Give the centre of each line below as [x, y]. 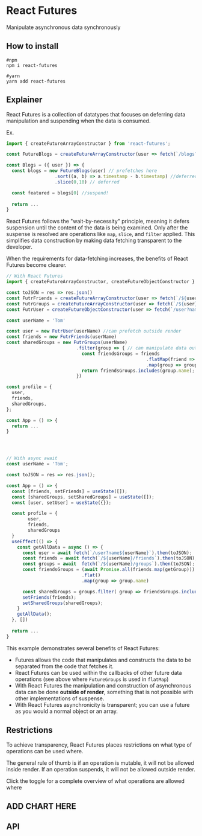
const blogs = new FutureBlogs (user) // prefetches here [84, 171]
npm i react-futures [32, 65]
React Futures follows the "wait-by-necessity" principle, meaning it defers [98, 222]
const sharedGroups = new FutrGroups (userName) [67, 343]
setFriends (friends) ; [49, 597]
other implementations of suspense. [60, 698]
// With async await [32, 458]
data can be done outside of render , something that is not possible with [104, 692]
